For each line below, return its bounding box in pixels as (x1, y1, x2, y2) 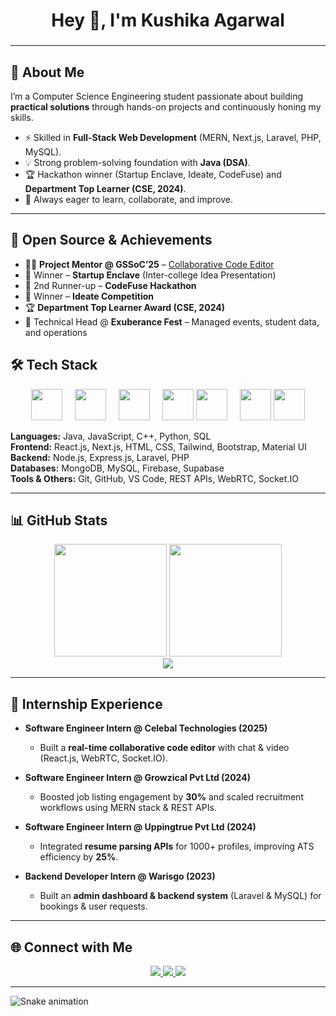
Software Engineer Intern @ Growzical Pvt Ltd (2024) (24, 772, 251, 784)
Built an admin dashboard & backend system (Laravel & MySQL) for (39, 890, 322, 902)
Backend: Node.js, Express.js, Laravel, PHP (10, 451, 190, 463)
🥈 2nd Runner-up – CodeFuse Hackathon (24, 279, 197, 291)
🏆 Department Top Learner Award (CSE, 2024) (24, 301, 225, 313)
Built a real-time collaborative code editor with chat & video (39, 742, 290, 754)
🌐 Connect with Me (10, 939, 133, 956)
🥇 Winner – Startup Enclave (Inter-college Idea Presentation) (24, 269, 277, 281)
